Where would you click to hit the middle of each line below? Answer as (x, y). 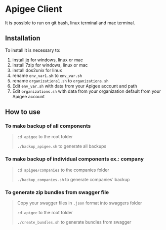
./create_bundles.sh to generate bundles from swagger (74, 222)
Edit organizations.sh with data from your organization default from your (87, 91)
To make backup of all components (48, 126)
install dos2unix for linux (37, 70)
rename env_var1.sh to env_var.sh (47, 76)
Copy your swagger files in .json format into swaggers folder (80, 203)
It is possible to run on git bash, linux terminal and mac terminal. (70, 23)
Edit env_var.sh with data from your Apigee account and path (75, 86)
